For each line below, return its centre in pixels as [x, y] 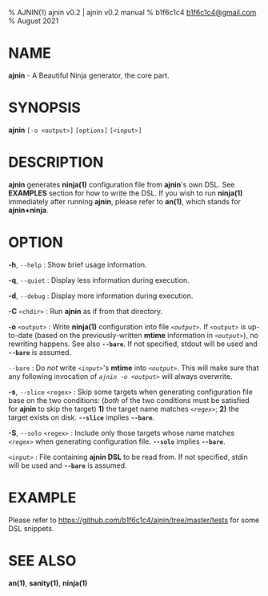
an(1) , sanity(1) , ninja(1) [48, 583]
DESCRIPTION [56, 162]
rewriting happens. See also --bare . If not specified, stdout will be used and [133, 344]
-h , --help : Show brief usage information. [78, 264]
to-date [21, 335]
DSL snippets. [31, 528]
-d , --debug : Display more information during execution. [101, 296]
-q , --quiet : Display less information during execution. [99, 280]
